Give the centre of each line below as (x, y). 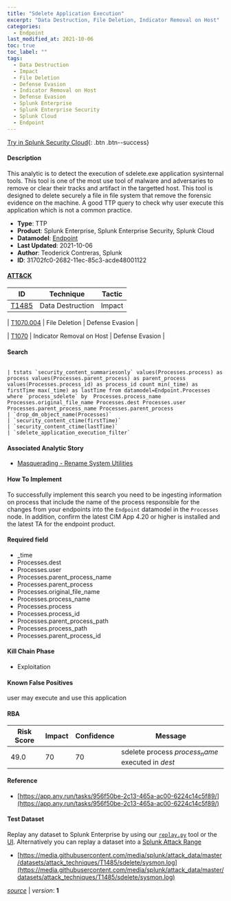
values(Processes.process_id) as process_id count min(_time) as (102, 385)
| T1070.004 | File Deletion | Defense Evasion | (73, 322)
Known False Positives (40, 682)
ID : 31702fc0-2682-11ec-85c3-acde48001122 (82, 260)
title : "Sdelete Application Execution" (66, 13)
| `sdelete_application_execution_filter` (69, 433)
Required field (27, 539)
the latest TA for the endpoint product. (61, 524)
